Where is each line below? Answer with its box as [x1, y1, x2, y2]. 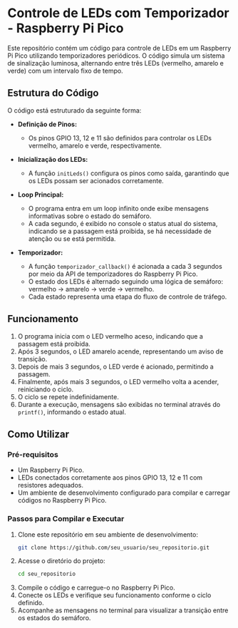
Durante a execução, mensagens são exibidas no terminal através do [17, 400, 221, 408]
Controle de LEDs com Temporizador [7, 5, 229, 21]
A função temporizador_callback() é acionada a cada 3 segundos [28, 262, 222, 270]
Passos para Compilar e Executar [7, 514, 125, 524]
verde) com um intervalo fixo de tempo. [7, 66, 123, 75]
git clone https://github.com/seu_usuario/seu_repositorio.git [17, 544, 210, 551]
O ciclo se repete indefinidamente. [17, 392, 119, 401]
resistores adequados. [17, 481, 84, 490]
